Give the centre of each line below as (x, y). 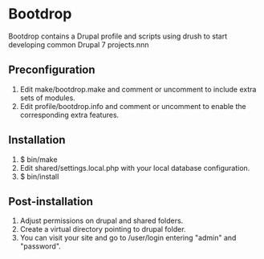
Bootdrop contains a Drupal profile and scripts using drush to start (118, 36)
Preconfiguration (52, 70)
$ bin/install (39, 176)
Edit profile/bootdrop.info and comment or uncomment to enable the (133, 106)
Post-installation (51, 201)
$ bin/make (39, 159)
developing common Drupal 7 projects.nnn (79, 44)
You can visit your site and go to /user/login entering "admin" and (128, 238)
